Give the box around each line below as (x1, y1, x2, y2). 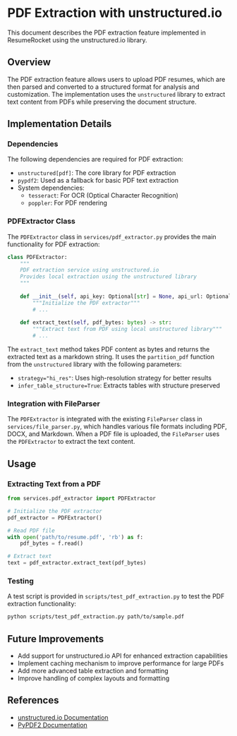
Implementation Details (7, 118, 112, 130)
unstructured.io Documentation (17, 713, 109, 721)
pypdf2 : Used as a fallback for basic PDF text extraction (17, 176, 178, 185)
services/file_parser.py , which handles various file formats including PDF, (7, 422, 227, 431)
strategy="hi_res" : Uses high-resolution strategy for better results (17, 374, 212, 382)
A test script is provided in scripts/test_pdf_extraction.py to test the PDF (7, 592, 225, 601)
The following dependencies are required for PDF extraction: (7, 155, 183, 164)
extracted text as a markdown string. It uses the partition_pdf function (7, 353, 215, 361)
